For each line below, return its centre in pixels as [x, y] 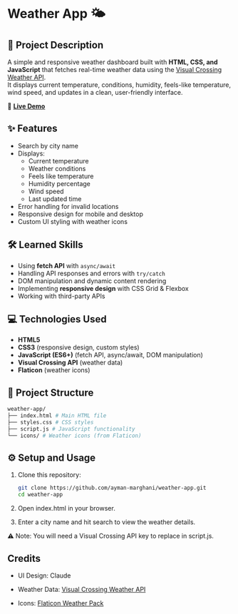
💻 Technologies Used [57, 319]
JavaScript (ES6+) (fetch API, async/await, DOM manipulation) [110, 355]
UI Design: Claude [44, 575]
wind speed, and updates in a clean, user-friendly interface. [95, 92]
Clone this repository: [49, 475]
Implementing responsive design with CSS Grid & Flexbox [103, 288]
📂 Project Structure [51, 393]
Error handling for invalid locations [68, 206]
